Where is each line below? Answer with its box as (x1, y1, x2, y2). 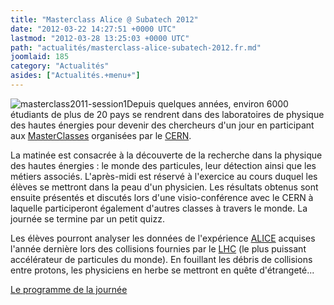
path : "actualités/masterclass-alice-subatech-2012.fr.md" (10, 42, 262, 53)
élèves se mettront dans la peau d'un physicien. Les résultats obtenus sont (10, 181, 319, 193)
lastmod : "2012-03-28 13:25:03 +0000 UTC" (10, 33, 190, 43)
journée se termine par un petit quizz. (10, 212, 165, 225)
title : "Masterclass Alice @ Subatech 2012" (10, 14, 199, 25)
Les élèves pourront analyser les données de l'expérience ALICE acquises (10, 232, 316, 244)
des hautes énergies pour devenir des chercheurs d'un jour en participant (10, 119, 315, 131)
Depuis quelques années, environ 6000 (126, 97, 289, 110)
